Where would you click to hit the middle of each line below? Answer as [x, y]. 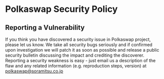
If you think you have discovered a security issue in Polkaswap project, [78, 39]
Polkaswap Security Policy [62, 9]
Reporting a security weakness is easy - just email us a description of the [81, 60]
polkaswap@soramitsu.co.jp [34, 71]
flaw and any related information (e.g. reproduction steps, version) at [76, 66]
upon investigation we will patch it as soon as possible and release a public [82, 50]
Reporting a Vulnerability [45, 28]
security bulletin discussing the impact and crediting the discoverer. [75, 55]
